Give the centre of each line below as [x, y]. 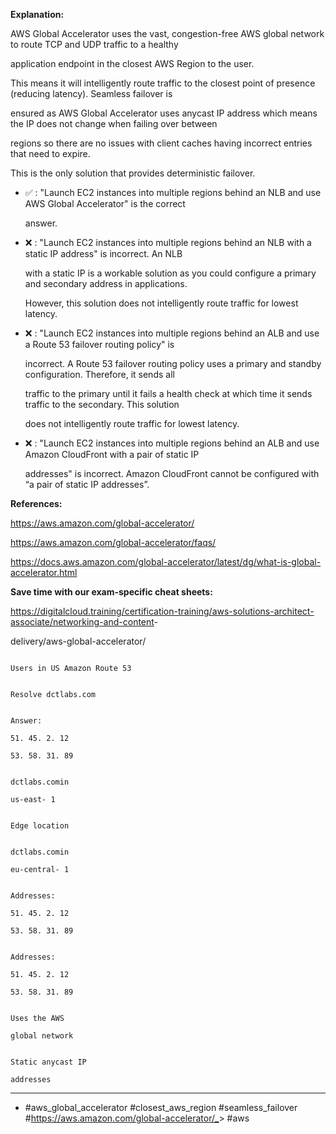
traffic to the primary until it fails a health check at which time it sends [168, 393]
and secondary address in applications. [106, 283]
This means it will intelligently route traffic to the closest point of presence [163, 83]
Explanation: [37, 14]
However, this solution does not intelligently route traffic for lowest [161, 303]
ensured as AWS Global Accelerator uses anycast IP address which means [164, 113]
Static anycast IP [48, 1062]
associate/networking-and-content [82, 622]
